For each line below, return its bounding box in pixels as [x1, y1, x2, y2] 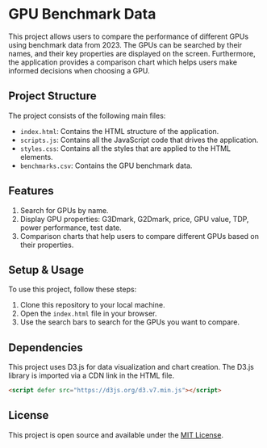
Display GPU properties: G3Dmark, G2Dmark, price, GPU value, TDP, [19, 214, 249, 224]
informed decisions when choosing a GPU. [8, 65, 151, 75]
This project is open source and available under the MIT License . [8, 429, 224, 440]
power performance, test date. [19, 223, 123, 232]
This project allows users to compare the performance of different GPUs [8, 31, 248, 41]
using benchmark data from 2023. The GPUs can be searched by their [8, 40, 243, 49]
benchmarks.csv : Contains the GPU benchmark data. [19, 161, 193, 170]
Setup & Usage [8, 263, 85, 277]
